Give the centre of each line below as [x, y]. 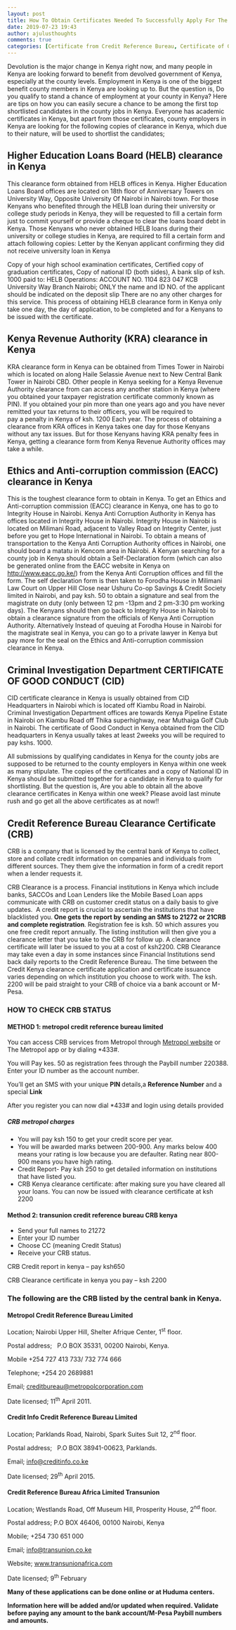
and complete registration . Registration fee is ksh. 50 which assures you [113, 925]
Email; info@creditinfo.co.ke [48, 1461]
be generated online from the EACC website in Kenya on [88, 566]
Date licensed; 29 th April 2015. [51, 1475]
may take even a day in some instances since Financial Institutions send [111, 954]
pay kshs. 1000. [30, 743]
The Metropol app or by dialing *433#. [63, 1050]
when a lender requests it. [45, 874]
